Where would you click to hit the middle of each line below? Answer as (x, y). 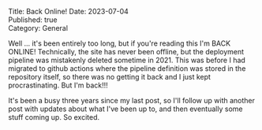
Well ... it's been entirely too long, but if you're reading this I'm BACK (120, 43)
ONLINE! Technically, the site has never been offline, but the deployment (126, 52)
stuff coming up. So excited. (54, 117)
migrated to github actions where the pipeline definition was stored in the (127, 69)
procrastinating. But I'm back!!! (58, 85)
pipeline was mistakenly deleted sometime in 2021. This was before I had (127, 60)
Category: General (38, 28)
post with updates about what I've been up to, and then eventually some (125, 109)
